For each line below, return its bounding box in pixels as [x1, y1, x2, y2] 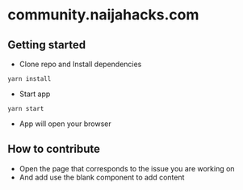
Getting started [7, 38, 86, 52]
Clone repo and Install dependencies [19, 59, 142, 69]
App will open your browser [19, 119, 111, 129]
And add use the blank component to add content [19, 172, 185, 182]
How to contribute [7, 142, 101, 156]
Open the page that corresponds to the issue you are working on [19, 163, 235, 173]
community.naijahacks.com [7, 6, 199, 24]
